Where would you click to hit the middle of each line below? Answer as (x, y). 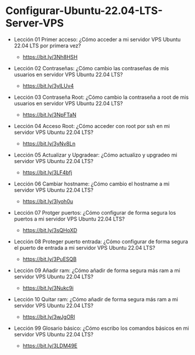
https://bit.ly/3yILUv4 (48, 85)
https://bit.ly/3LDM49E (50, 346)
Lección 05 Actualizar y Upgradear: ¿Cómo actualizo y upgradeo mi (95, 155)
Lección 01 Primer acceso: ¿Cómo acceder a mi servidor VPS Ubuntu (97, 39)
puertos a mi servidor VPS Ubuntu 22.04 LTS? (69, 219)
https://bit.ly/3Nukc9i (48, 288)
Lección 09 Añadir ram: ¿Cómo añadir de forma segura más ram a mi (97, 270)
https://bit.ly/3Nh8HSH (50, 57)
